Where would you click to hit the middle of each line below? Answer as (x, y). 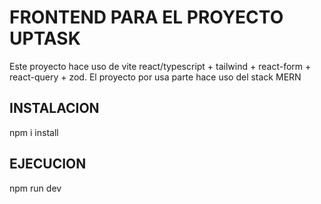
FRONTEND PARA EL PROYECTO (146, 17)
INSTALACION (54, 108)
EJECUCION (48, 164)
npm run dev (35, 188)
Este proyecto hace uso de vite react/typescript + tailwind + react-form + (160, 66)
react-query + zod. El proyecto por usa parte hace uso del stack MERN (155, 77)
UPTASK (45, 38)
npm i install (34, 132)
